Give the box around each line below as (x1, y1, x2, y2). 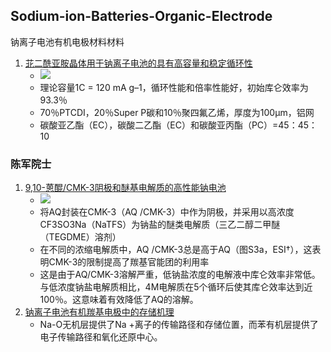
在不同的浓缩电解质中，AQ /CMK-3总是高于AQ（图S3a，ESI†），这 (39, 244, 313, 256)
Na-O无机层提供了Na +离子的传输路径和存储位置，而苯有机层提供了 (39, 319, 319, 331)
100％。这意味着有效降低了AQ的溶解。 (39, 294, 199, 306)
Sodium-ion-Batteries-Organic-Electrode (10, 8, 273, 25)
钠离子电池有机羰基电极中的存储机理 (24, 306, 175, 318)
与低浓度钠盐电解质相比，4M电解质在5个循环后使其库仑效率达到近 (39, 281, 313, 293)
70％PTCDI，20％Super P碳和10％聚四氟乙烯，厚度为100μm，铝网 (39, 106, 315, 118)
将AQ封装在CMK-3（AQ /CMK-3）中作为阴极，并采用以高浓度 (39, 206, 295, 218)
